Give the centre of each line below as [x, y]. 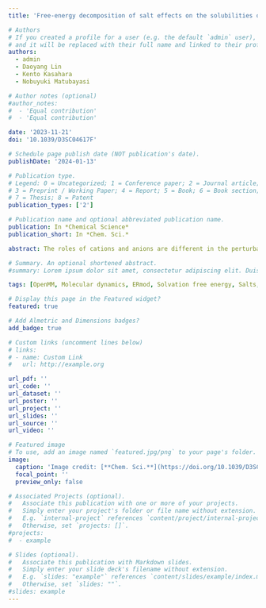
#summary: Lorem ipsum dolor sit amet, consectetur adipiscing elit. [125, 271]
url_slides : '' [33, 416]
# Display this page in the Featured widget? [84, 299]
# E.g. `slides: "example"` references [78, 577]
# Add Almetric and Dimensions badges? [74, 321]
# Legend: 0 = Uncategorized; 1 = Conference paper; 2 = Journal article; [134, 183]
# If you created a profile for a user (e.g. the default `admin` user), [133, 37]
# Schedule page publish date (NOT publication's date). [104, 154]
